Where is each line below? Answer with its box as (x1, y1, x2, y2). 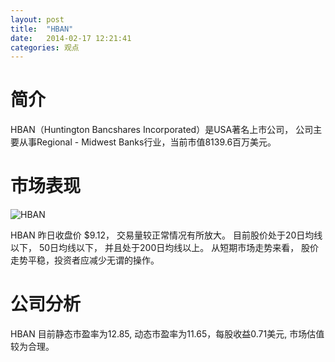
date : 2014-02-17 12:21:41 (10, 33, 132, 43)
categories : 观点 (10, 42, 80, 53)
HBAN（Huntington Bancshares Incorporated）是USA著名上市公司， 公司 (10, 124, 314, 136)
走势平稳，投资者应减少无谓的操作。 (10, 254, 160, 266)
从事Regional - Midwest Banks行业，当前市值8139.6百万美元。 (18, 136, 277, 148)
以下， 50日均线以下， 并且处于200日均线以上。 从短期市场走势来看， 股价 (10, 242, 320, 254)
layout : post (10, 14, 65, 25)
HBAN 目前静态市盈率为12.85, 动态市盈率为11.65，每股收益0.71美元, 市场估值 (10, 328, 325, 340)
